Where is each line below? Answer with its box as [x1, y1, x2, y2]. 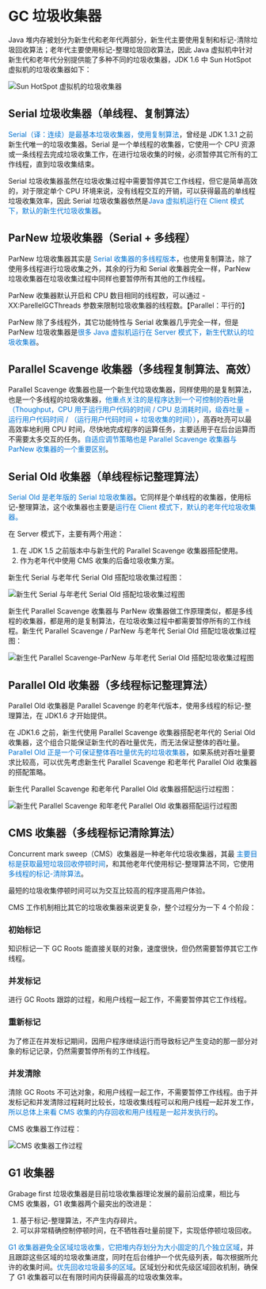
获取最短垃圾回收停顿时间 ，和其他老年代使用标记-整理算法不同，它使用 [21, 859, 255, 868]
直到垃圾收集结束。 [35, 159, 99, 169]
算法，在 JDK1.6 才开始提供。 [14, 711, 112, 720]
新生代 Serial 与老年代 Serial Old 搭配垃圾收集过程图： [8, 572, 184, 583]
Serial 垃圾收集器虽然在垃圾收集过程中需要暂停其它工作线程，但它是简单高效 [8, 176, 258, 186]
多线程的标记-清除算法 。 [8, 869, 89, 878]
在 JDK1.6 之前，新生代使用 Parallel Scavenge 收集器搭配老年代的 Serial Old [8, 728, 256, 737]
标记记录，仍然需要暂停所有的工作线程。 [21, 1046, 154, 1055]
